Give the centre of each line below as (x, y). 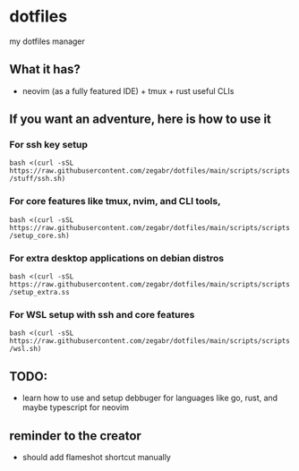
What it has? (45, 69)
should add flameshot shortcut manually (97, 457)
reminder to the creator (75, 436)
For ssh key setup (48, 145)
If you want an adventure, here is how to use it (140, 120)
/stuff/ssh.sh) (38, 179)
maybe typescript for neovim (76, 407)
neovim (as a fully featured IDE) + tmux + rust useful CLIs (128, 90)
